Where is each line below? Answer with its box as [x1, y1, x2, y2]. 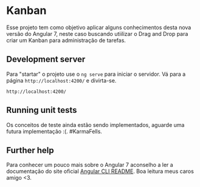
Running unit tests [6, 105, 77, 115]
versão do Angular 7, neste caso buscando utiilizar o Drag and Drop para [6, 30, 188, 37]
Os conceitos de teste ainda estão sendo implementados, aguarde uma [6, 121, 185, 128]
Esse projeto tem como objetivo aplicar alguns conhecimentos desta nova [6, 24, 191, 31]
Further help [6, 145, 55, 155]
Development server [6, 54, 86, 64]
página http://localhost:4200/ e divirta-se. [6, 76, 117, 84]
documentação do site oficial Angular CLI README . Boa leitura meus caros [6, 168, 195, 175]
